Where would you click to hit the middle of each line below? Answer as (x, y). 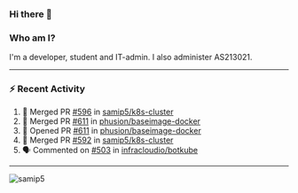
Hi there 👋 (31, 14)
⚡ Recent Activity (47, 89)
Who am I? (32, 37)
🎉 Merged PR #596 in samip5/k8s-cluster (98, 112)
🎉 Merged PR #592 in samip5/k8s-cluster (98, 140)
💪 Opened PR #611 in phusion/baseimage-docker (111, 130)
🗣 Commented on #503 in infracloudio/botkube (110, 150)
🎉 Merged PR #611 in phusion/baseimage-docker (111, 121)
